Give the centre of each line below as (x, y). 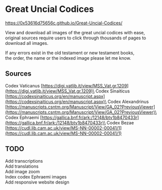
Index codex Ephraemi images (36, 177)
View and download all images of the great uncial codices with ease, (75, 32)
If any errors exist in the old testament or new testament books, (70, 53)
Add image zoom (23, 171)
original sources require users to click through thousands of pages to (76, 38)
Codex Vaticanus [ (24, 86)
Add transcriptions (24, 161)
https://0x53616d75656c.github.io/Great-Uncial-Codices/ (64, 23)
